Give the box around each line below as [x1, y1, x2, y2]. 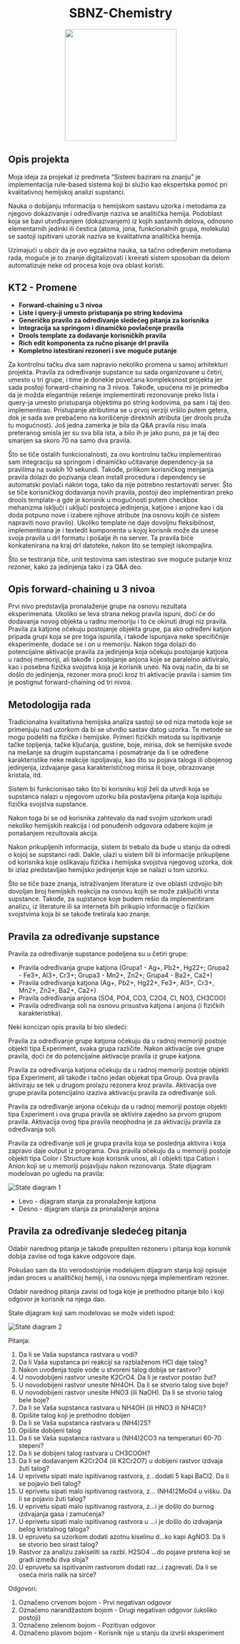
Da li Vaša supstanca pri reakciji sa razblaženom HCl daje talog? [18, 1357, 208, 1366]
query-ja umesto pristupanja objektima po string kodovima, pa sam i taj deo [8, 398, 231, 407]
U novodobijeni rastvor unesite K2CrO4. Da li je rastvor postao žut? [18, 1372, 216, 1381]
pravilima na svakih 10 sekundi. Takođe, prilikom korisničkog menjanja [8, 465, 214, 473]
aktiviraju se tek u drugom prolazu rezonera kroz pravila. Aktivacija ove [8, 1081, 217, 1089]
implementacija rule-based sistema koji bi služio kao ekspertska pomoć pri [8, 180, 228, 189]
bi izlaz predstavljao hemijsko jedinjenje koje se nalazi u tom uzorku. [8, 866, 209, 874]
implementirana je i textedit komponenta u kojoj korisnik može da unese [8, 525, 219, 534]
